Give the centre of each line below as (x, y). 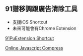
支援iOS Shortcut (30, 22)
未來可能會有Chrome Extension (44, 28)
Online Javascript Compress (34, 48)
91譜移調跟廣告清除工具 (41, 9)
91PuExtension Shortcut (30, 38)
